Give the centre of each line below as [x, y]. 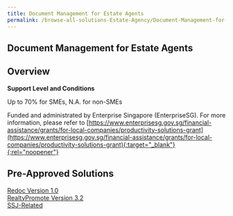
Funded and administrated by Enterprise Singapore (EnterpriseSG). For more [116, 115]
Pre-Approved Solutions [61, 174]
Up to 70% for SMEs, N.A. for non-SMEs [65, 102]
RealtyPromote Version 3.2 [45, 197]
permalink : [23, 20]
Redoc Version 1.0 [33, 190]
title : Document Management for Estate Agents [76, 13]
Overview [29, 72]
